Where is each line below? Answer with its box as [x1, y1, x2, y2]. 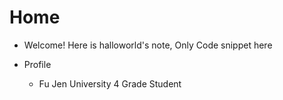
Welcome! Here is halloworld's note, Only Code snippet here [23, 39, 273, 51]
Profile [23, 58, 52, 70]
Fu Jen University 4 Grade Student [38, 77, 182, 90]
